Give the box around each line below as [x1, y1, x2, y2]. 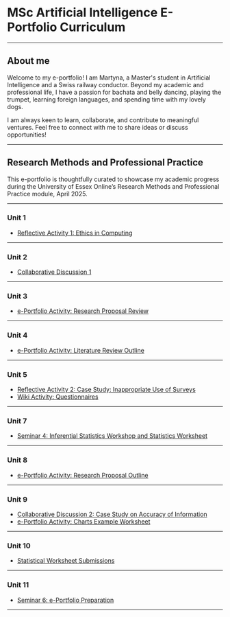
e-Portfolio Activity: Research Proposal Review [16, 307, 149, 315]
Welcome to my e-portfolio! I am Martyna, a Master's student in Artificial [7, 73, 211, 82]
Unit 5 [7, 369, 27, 379]
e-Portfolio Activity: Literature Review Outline [16, 346, 145, 354]
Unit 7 [7, 416, 27, 426]
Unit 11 [7, 580, 29, 590]
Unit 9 [7, 494, 28, 504]
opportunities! [7, 130, 47, 139]
